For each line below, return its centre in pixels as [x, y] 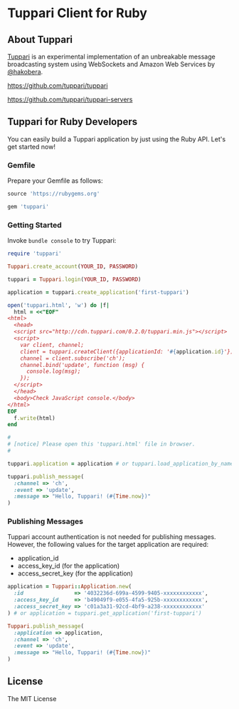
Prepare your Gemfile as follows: [55, 181]
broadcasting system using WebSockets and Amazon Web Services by [111, 64]
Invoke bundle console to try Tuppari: [62, 241]
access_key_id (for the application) [69, 566]
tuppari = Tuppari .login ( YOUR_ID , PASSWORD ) [74, 279]
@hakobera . [25, 72]
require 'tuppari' [34, 254]
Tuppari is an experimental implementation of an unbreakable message [111, 56]
